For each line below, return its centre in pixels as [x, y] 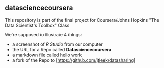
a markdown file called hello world [47, 55]
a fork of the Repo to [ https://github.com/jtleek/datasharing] [74, 60]
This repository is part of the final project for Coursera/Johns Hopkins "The [82, 20]
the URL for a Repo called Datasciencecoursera [62, 49]
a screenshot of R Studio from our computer [57, 44]
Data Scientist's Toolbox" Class [37, 25]
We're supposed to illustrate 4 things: [43, 34]
